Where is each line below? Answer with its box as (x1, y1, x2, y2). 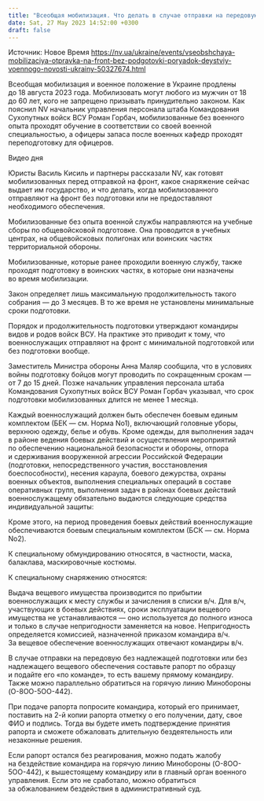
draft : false (8, 26, 51, 34)
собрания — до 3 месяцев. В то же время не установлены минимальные (8, 298, 254, 307)
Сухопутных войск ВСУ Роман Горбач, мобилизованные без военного (8, 113, 245, 123)
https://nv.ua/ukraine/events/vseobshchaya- (90, 48, 236, 57)
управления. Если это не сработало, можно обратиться (8, 776, 196, 785)
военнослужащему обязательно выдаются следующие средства (8, 494, 227, 503)
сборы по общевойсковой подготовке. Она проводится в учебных (8, 226, 231, 235)
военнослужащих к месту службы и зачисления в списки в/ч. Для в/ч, (8, 597, 246, 606)
